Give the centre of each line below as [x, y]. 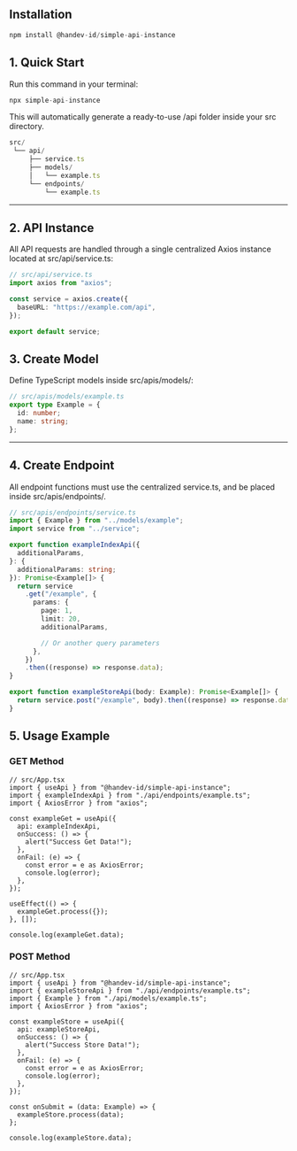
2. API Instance [52, 228]
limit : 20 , [61, 619]
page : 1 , [57, 611]
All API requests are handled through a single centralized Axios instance [140, 249]
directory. [27, 127]
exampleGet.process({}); [63, 911]
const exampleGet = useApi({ [63, 818]
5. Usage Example [60, 736]
